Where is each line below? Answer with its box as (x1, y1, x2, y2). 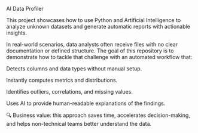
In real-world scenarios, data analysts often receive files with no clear (6, 41, 178, 48)
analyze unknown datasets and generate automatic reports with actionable (6, 23, 190, 30)
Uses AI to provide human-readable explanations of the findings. (6, 100, 166, 107)
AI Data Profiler (6, 5, 44, 12)
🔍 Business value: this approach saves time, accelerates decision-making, (6, 112, 190, 119)
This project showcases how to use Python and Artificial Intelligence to (6, 17, 181, 23)
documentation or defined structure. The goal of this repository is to (6, 47, 174, 54)
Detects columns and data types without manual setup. (6, 65, 142, 72)
